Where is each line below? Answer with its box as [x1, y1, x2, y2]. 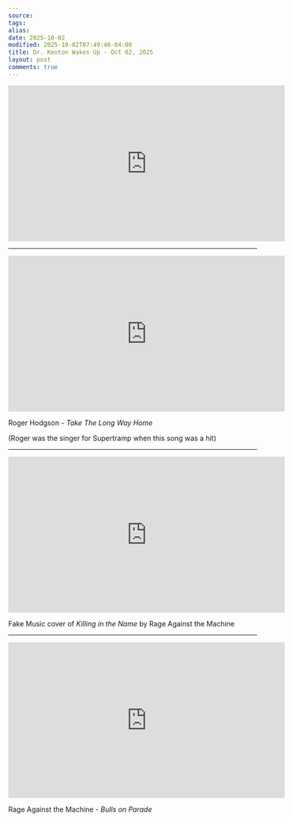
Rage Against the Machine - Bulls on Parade [8, 805, 152, 814]
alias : [8, 26, 30, 34]
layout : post [8, 56, 51, 64]
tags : [8, 19, 26, 27]
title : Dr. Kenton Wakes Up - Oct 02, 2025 [8, 48, 154, 56]
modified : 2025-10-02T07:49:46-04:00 [8, 41, 133, 49]
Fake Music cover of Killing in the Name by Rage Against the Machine [8, 618, 235, 628]
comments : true [8, 63, 58, 71]
